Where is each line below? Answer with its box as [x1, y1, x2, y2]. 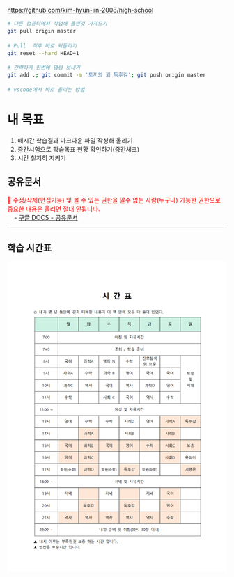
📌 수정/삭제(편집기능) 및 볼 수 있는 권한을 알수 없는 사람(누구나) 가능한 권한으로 [7, 196, 221, 204]
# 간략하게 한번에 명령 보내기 [7, 64, 81, 72]
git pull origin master [7, 27, 77, 34]
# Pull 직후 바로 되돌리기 [7, 42, 77, 49]
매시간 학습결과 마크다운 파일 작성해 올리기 [17, 136, 134, 145]
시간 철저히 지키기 [17, 153, 66, 162]
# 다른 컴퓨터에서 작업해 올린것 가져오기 [7, 20, 107, 27]
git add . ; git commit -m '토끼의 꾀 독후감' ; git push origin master [7, 72, 207, 79]
